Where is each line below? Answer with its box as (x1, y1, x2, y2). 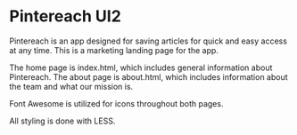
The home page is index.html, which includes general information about (9, 62, 273, 73)
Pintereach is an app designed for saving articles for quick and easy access (9, 36, 288, 46)
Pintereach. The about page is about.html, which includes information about (9, 71, 288, 82)
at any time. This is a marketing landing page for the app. (9, 44, 219, 55)
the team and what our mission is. (9, 81, 134, 91)
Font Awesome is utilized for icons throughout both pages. (9, 98, 224, 108)
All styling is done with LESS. (9, 115, 116, 126)
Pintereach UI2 (9, 6, 122, 27)
